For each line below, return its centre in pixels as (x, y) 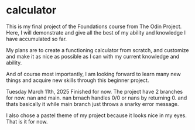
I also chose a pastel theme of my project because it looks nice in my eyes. (97, 115)
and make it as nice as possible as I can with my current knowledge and (93, 56)
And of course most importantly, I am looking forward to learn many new (93, 74)
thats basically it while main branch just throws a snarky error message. (93, 104)
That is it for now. (27, 121)
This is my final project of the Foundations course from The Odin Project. (94, 26)
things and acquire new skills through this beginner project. (78, 80)
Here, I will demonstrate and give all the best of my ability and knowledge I (96, 32)
